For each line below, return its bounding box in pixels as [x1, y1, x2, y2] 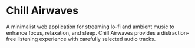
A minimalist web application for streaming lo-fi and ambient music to [6, 23, 175, 30]
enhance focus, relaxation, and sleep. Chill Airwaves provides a [6, 29, 160, 36]
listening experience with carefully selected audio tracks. [17, 35, 156, 42]
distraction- [161, 29, 190, 36]
